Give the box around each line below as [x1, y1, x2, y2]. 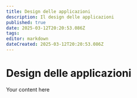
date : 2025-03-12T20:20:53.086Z [6, 25, 85, 31]
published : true [6, 19, 46, 25]
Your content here [6, 86, 50, 93]
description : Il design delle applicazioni [6, 14, 115, 20]
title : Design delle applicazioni [6, 8, 91, 15]
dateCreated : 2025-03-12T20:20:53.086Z [6, 42, 104, 48]
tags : [6, 31, 19, 36]
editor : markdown [6, 36, 49, 42]
